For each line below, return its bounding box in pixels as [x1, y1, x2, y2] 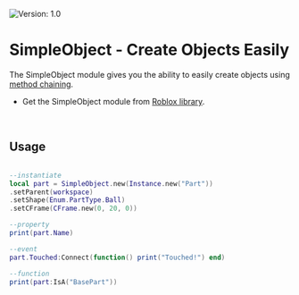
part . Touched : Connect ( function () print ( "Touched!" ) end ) [9, 253, 226, 262]
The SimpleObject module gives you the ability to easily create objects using [9, 69, 290, 80]
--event [9, 244, 38, 254]
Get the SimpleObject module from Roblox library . [21, 96, 205, 106]
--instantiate [9, 171, 62, 180]
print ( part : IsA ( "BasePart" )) [9, 277, 118, 286]
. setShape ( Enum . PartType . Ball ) [9, 196, 126, 205]
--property [9, 220, 50, 230]
